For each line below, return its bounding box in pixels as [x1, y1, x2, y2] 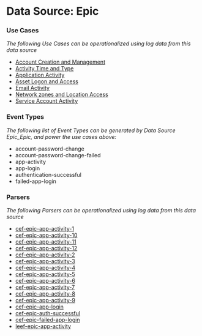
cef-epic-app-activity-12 [15, 245, 78, 252]
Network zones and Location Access [15, 91, 108, 99]
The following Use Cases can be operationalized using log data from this [6, 40, 191, 47]
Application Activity [15, 72, 65, 79]
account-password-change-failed [15, 151, 101, 159]
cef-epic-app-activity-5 [15, 271, 75, 278]
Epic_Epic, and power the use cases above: [6, 133, 117, 140]
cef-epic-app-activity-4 [15, 264, 75, 272]
